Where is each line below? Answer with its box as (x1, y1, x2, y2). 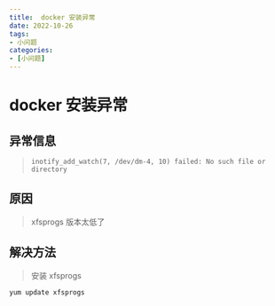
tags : (9, 29, 29, 38)
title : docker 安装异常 (9, 12, 96, 22)
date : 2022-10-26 (9, 21, 74, 30)
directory (30, 165, 68, 174)
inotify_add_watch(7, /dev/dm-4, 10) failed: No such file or (30, 157, 266, 166)
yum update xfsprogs (9, 287, 86, 297)
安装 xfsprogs (30, 270, 82, 280)
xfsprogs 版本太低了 (30, 216, 105, 227)
